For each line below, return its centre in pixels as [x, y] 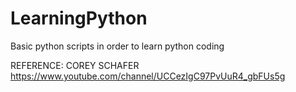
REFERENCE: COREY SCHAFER [75, 65]
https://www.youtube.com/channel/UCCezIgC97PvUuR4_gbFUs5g [148, 76]
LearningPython [79, 18]
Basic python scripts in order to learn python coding [117, 46]
